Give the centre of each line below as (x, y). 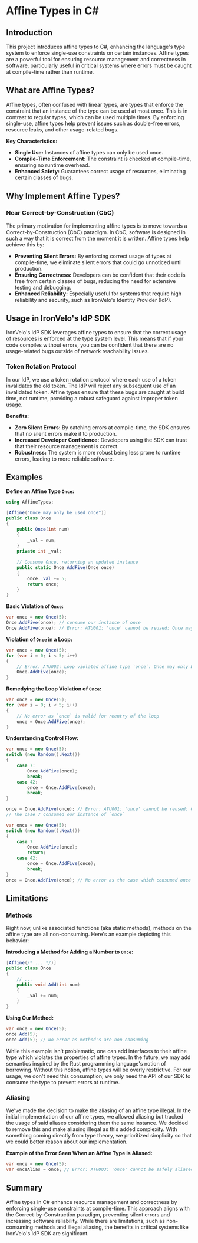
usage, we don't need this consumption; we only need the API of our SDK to (98, 1076)
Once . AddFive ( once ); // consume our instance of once (74, 623)
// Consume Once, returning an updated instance (77, 562)
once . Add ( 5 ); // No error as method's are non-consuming (77, 1040)
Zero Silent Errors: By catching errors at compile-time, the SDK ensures (102, 427)
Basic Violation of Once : (35, 606)
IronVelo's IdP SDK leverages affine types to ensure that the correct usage (96, 333)
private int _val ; (39, 551)
